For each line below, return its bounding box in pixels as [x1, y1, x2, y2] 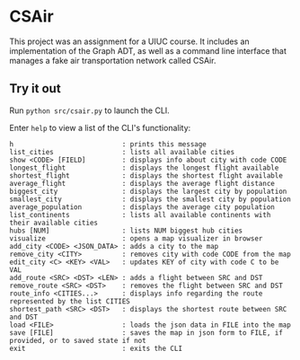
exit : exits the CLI [9, 344, 182, 353]
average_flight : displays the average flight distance [9, 179, 276, 188]
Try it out [9, 81, 61, 96]
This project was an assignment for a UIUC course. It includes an [9, 36, 250, 47]
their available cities [9, 218, 99, 227]
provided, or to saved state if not [9, 336, 146, 345]
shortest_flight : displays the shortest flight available [9, 171, 283, 180]
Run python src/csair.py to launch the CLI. [9, 105, 171, 116]
